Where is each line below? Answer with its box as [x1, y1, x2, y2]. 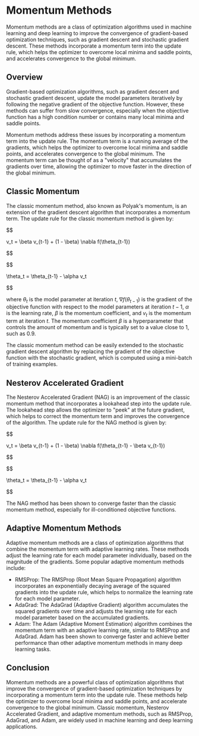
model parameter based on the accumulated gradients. [14, 614, 150, 621]
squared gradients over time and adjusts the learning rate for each [14, 607, 177, 615]
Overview [6, 72, 43, 82]
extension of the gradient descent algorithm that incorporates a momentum [6, 208, 191, 216]
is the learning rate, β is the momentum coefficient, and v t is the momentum [6, 310, 191, 319]
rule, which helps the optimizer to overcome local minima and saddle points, [6, 48, 192, 55]
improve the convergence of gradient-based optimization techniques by [6, 685, 182, 692]
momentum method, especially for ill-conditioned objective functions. [6, 506, 176, 513]
